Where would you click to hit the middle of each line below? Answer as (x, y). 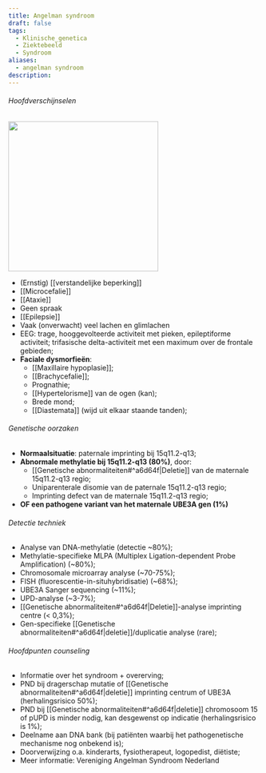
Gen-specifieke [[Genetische (67, 624)
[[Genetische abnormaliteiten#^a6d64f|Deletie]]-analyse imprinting (131, 607)
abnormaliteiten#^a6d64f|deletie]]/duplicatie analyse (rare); (118, 632)
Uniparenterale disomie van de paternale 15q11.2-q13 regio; (129, 487)
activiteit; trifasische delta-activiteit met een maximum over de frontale (136, 342)
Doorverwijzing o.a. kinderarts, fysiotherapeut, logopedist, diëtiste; (130, 752)
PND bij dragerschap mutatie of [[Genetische (94, 684)
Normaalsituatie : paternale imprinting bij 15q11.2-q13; (108, 454)
